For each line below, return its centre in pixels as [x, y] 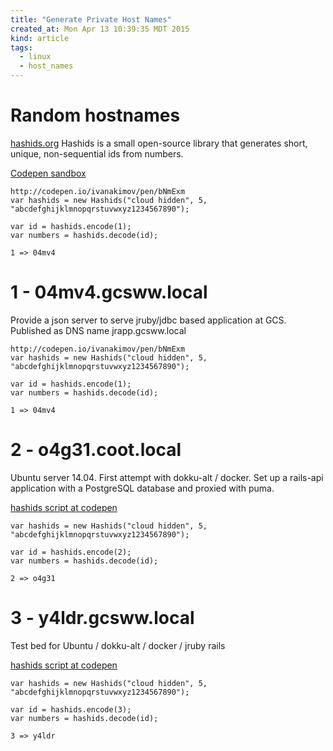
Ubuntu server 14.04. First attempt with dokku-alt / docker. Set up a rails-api [167, 477]
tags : [21, 47]
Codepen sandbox [48, 173]
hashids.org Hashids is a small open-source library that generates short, [159, 143]
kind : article [40, 38]
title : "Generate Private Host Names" [91, 19]
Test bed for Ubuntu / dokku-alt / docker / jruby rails [118, 645]
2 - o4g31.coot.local [96, 450]
